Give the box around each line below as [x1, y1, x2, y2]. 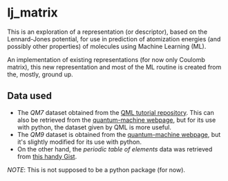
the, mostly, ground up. [7, 70, 74, 78]
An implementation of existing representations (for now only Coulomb [7, 55, 205, 63]
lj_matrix [7, 5, 58, 21]
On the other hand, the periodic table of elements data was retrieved [17, 145, 213, 153]
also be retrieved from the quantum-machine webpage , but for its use [17, 116, 216, 124]
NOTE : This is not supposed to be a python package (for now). [7, 165, 185, 173]
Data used [7, 90, 52, 102]
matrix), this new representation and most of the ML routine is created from [7, 63, 222, 71]
